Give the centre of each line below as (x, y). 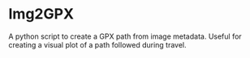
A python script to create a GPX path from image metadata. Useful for (125, 36)
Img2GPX (41, 14)
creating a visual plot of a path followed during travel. (97, 44)
